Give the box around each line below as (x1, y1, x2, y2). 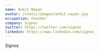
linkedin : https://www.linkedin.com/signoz (5, 29, 95, 34)
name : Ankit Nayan (5, 7, 42, 12)
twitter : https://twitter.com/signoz (5, 25, 82, 30)
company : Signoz (5, 20, 38, 26)
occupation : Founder (5, 16, 47, 21)
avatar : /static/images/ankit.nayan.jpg (5, 12, 88, 16)
